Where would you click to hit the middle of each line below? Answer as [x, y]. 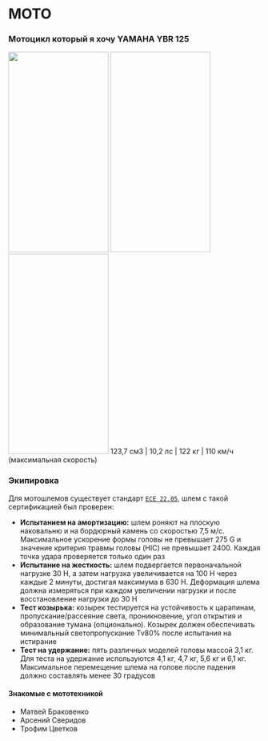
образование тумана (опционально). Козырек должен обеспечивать [137, 624]
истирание [38, 641]
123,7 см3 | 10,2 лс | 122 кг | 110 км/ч [172, 451]
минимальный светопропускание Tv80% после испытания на [126, 633]
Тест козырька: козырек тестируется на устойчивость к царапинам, [138, 607]
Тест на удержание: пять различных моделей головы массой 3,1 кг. [136, 650]
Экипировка [34, 481]
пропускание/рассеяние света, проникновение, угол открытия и [131, 616]
